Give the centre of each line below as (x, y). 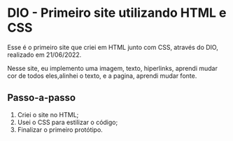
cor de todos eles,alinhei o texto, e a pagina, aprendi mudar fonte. (102, 76)
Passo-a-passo (41, 98)
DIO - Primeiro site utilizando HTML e (117, 13)
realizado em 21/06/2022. (44, 55)
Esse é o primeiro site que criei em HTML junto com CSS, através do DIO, (113, 47)
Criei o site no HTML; (48, 114)
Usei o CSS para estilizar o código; (68, 122)
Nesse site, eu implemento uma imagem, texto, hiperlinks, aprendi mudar (113, 68)
